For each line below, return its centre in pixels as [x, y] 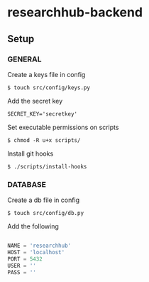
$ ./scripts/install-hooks [47, 166]
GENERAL [24, 59]
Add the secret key [35, 101]
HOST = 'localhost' [36, 253]
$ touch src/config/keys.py [49, 87]
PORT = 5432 [25, 259]
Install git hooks [31, 153]
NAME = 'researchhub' [39, 246]
